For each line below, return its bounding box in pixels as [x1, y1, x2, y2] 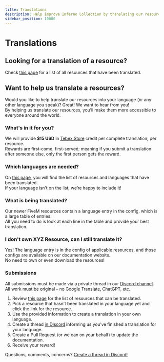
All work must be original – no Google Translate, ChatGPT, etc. [5, 286, 131, 292]
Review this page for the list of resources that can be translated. [12, 295, 142, 301]
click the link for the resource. [12, 306, 72, 312]
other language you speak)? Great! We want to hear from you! [5, 102, 129, 108]
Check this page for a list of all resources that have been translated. [5, 69, 142, 76]
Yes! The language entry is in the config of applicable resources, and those [5, 247, 156, 253]
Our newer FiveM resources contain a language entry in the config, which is [5, 208, 158, 214]
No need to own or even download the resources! [5, 257, 105, 263]
